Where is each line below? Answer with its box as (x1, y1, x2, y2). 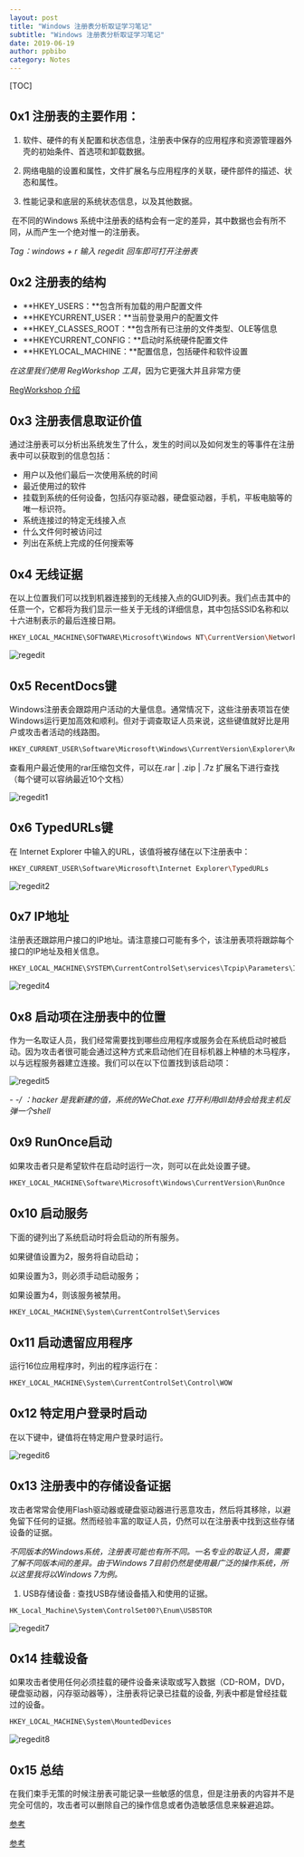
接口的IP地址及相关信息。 (9, 946, 104, 957)
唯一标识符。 (22, 504, 71, 515)
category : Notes (9, 55, 71, 64)
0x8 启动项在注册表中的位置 (9, 1009, 166, 1024)
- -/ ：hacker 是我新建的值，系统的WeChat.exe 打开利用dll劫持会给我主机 (9, 1094, 283, 1105)
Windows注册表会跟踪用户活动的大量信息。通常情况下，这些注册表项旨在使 (9, 703, 290, 714)
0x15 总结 (9, 1762, 64, 1777)
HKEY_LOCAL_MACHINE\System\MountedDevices (9, 1717, 172, 1726)
